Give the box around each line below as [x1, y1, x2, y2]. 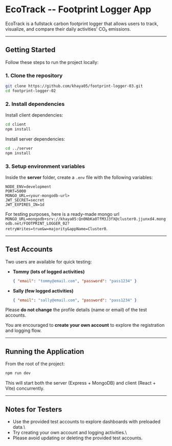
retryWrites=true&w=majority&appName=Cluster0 [5, 226, 106, 231]
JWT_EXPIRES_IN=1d [5, 202, 45, 207]
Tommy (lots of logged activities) [12, 269, 85, 275]
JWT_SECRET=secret [5, 197, 45, 203]
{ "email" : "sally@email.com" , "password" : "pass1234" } [12, 298, 137, 303]
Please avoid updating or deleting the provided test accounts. [12, 435, 143, 441]
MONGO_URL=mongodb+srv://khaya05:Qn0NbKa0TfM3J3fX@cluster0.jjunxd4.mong [5, 216, 166, 221]
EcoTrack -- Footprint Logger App [5, 4, 152, 15]
